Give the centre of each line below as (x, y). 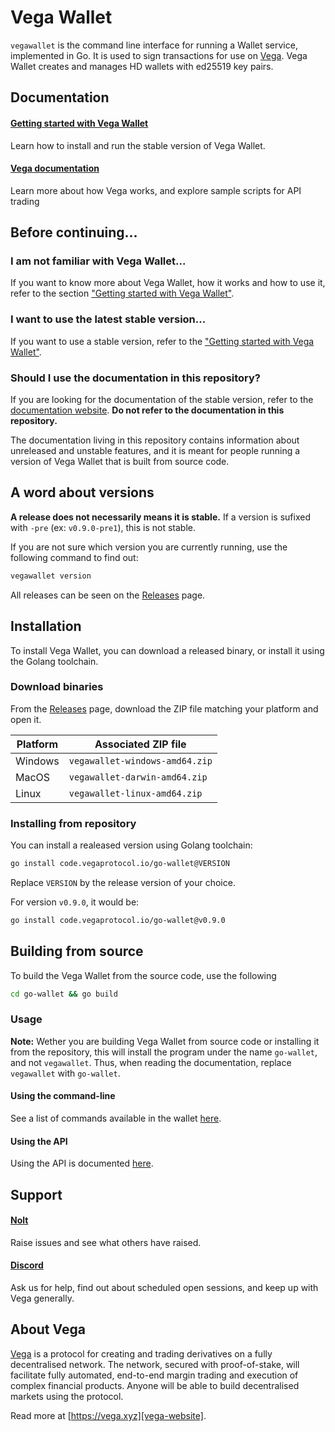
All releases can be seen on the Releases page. (108, 595)
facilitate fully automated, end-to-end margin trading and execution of (154, 1375)
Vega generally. (42, 1298)
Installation (46, 626)
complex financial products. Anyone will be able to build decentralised (155, 1385)
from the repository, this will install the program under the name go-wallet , (164, 1052)
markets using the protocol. (67, 1396)
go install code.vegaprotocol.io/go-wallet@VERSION (120, 864)
